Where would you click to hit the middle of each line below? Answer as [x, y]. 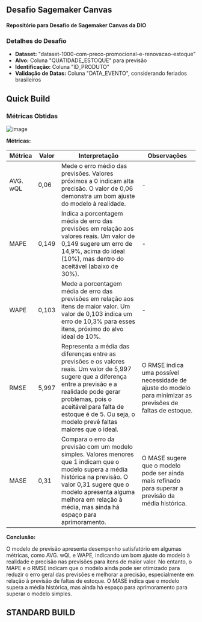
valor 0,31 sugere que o [95, 484]
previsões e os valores [93, 361]
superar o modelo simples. [39, 594]
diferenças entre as [88, 354]
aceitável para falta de [93, 406]
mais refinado [161, 481]
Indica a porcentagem [92, 213]
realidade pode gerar [91, 391]
